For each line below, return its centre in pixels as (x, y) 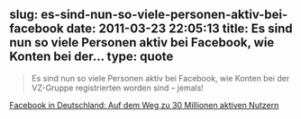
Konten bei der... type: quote (91, 57)
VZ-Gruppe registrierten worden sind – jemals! (118, 88)
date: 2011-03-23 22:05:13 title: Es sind (179, 29)
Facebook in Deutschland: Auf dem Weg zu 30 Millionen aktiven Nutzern (144, 105)
